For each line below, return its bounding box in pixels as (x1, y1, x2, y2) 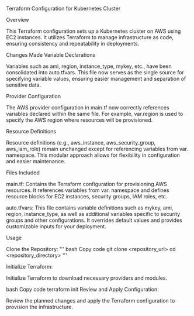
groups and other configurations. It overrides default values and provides (6, 217, 182, 224)
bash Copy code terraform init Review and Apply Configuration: (6, 286, 159, 293)
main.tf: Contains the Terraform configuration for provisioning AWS (6, 181, 168, 187)
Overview (6, 16, 29, 23)
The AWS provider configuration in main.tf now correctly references (6, 104, 169, 111)
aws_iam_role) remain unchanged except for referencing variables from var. (6, 146, 189, 152)
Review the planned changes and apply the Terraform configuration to (6, 297, 175, 304)
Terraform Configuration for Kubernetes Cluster (6, 5, 121, 12)
